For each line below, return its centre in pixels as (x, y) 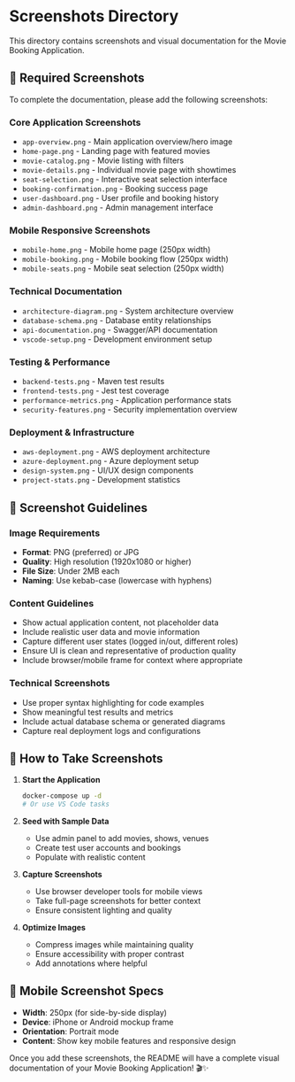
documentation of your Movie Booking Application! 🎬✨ (109, 1068)
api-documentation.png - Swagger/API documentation (120, 329)
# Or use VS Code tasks (66, 804)
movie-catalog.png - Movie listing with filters (102, 160)
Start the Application (61, 780)
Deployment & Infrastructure (72, 432)
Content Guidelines (52, 603)
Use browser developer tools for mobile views (119, 892)
